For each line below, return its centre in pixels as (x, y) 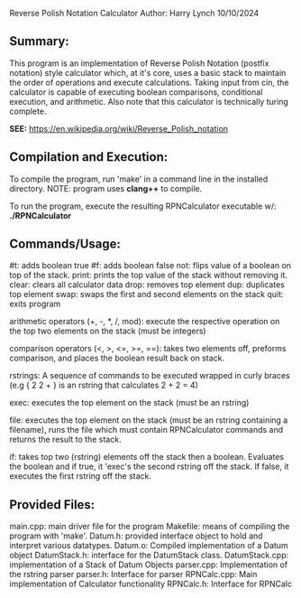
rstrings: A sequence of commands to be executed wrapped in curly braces (150, 376)
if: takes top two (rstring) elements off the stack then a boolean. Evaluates (147, 457)
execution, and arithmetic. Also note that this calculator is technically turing (149, 101)
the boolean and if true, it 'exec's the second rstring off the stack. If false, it (149, 467)
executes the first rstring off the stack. (80, 476)
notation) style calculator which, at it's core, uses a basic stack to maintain (148, 72)
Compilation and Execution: (89, 157)
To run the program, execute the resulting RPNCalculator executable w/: (143, 206)
